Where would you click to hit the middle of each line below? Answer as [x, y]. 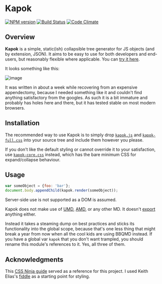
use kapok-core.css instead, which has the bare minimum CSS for [71, 154]
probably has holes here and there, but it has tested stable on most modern [80, 103]
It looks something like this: [32, 68]
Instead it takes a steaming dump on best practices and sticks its [70, 224]
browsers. [15, 108]
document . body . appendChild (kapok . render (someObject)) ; [62, 190]
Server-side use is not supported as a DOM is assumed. [61, 200]
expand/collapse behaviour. [33, 159]
